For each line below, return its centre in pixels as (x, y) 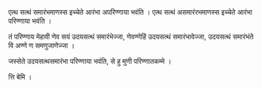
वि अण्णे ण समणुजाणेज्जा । (42, 46)
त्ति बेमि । (20, 77)
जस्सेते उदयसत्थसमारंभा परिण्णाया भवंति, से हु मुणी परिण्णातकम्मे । (90, 61)
